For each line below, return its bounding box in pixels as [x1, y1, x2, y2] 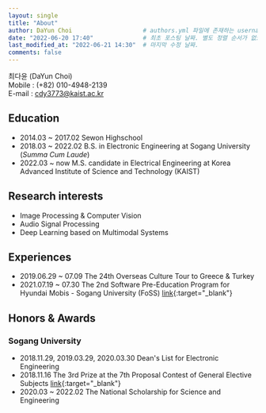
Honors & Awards [8, 311, 97, 325]
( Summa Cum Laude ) [19, 149, 90, 159]
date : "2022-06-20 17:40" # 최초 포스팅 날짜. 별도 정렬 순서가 [8, 33, 248, 42]
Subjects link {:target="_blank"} [19, 379, 121, 388]
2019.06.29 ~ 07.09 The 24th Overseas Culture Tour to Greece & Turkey [19, 272, 255, 281]
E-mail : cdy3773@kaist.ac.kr [8, 89, 104, 98]
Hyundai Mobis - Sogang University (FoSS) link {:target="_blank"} [19, 288, 234, 298]
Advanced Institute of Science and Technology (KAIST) [19, 166, 200, 176]
